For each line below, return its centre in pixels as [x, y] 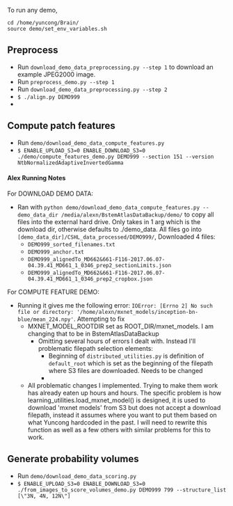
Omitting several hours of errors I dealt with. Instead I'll [117, 341]
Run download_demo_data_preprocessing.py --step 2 [93, 89]
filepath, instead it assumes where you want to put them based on [122, 415]
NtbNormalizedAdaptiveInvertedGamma [70, 163]
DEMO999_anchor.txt [56, 252]
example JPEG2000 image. [56, 74]
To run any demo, [32, 10]
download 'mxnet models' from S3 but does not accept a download [124, 407]
